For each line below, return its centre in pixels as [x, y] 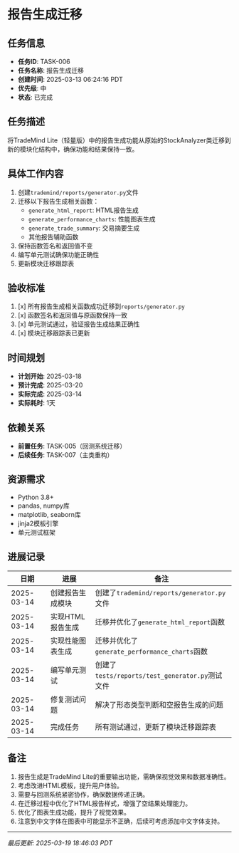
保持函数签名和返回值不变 [55, 246]
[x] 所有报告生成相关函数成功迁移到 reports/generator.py [101, 306]
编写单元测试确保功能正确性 [58, 254]
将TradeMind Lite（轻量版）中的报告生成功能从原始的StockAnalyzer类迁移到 [119, 140]
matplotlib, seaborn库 [49, 514]
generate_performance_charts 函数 [152, 651]
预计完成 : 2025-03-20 [50, 385]
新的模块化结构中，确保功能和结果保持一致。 [73, 149]
